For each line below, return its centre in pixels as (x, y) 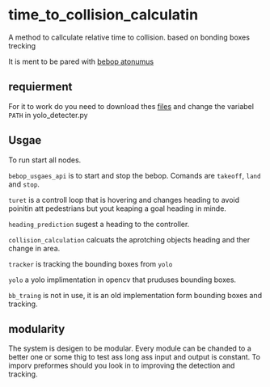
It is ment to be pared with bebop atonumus (81, 61)
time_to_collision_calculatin (103, 15)
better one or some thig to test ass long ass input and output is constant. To (135, 357)
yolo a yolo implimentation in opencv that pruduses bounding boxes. (122, 280)
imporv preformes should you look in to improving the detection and (122, 366)
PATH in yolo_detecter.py (48, 115)
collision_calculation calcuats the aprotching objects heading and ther (129, 239)
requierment (40, 87)
